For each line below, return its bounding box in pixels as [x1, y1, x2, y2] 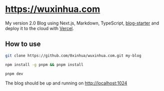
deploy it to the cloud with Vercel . [5, 25, 74, 31]
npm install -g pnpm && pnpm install [5, 62, 84, 67]
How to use [5, 40, 41, 48]
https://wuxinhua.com [5, 3, 101, 15]
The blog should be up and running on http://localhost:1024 [5, 80, 128, 86]
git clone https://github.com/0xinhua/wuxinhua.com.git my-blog [5, 53, 142, 58]
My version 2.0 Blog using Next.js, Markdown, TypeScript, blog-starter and [5, 20, 160, 26]
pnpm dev [5, 71, 23, 76]
